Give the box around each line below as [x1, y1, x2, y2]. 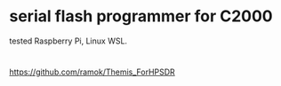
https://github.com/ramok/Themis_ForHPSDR [9, 66, 175, 77]
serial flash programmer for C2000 [9, 6, 273, 27]
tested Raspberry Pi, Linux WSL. [9, 35, 127, 46]
